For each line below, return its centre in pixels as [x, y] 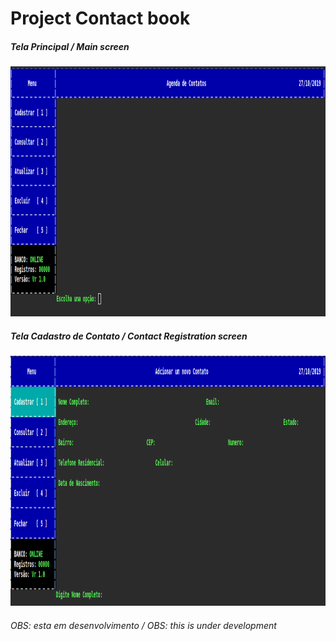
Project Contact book [100, 18]
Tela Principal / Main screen [70, 46]
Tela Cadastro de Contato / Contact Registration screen [129, 336]
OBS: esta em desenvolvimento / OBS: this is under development [143, 625]
